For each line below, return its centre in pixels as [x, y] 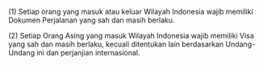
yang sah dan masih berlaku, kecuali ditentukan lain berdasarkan [116, 44]
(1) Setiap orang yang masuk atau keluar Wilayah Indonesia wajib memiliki [131, 12]
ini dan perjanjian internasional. [88, 53]
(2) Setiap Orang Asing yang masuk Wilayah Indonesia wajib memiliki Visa [131, 36]
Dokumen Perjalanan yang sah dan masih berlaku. [92, 20]
